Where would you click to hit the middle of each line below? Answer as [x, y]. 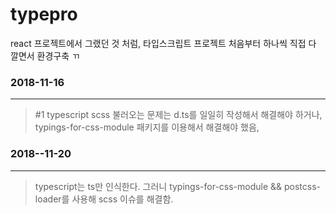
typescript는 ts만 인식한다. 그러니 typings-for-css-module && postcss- [178, 186]
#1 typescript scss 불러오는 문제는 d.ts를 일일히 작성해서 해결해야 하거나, [178, 115]
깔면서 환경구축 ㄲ [45, 55]
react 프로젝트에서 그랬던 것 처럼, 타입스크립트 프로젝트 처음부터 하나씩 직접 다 [163, 43]
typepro [44, 14]
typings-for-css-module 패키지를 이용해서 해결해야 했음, [147, 127]
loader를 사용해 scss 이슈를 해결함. [104, 199]
